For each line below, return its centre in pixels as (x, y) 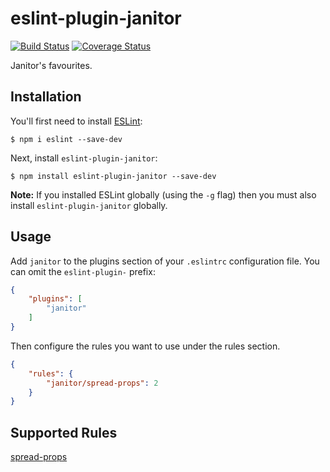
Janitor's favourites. (51, 65)
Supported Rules (64, 432)
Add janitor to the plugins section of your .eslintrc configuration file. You (165, 261)
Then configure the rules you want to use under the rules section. (145, 346)
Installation (46, 97)
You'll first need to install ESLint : (76, 121)
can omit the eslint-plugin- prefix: (83, 271)
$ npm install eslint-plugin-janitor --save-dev (113, 176)
